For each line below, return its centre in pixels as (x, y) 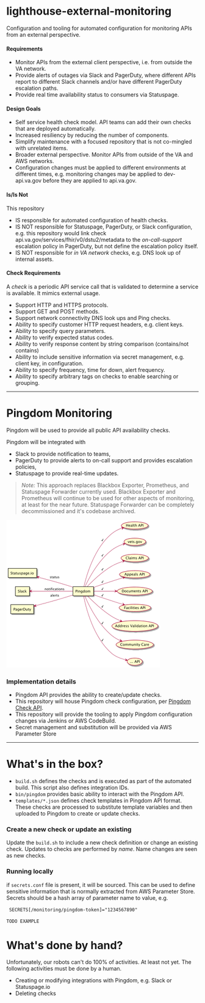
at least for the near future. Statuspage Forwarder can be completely (108, 505)
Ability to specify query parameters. (60, 330)
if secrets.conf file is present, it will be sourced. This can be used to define (101, 884)
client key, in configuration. (49, 363)
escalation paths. (37, 88)
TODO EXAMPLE (23, 921)
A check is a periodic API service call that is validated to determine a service (103, 286)
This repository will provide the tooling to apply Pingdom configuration (104, 714)
